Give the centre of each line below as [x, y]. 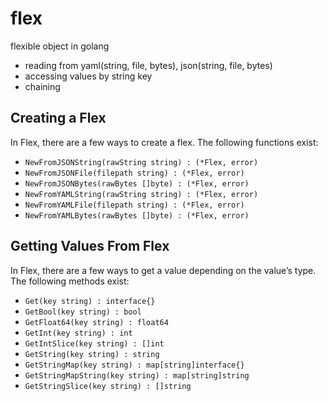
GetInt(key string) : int [78, 333]
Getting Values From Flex [90, 246]
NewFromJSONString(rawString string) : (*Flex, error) [141, 162]
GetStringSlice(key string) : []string [108, 386]
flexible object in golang [60, 46]
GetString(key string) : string [92, 354]
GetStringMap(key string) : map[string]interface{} [134, 365]
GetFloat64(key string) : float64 [96, 322]
